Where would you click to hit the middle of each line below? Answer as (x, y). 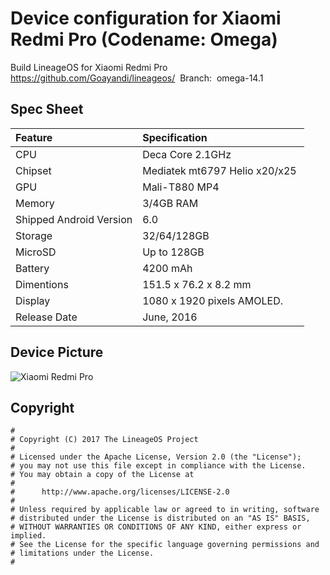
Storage (34, 235)
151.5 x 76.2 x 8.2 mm (197, 284)
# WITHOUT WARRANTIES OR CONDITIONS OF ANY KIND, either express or (156, 527)
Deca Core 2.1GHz (187, 154)
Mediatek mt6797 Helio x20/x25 (219, 170)
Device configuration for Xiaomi (146, 18)
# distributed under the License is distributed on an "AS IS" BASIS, (160, 518)
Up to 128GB (173, 252)
